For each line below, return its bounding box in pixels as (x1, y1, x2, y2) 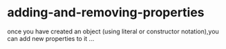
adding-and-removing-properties (7, 5, 205, 20)
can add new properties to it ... (7, 34, 95, 42)
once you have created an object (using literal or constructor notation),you (7, 27, 219, 35)
